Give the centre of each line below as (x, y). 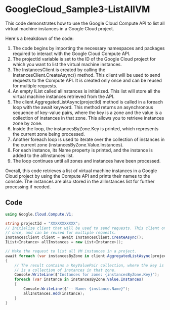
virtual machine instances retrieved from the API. (63, 96)
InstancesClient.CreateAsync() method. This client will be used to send (86, 75)
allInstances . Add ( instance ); (54, 293)
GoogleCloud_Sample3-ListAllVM (78, 9)
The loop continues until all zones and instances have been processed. (87, 161)
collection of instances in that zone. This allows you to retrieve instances (88, 118)
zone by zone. (27, 123)
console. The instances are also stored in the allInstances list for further (80, 181)
